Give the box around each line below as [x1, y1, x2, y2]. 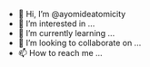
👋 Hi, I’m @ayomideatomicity [17, 9, 126, 19]
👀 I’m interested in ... [17, 18, 95, 29]
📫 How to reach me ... [17, 48, 103, 58]
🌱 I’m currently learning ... [17, 28, 115, 38]
